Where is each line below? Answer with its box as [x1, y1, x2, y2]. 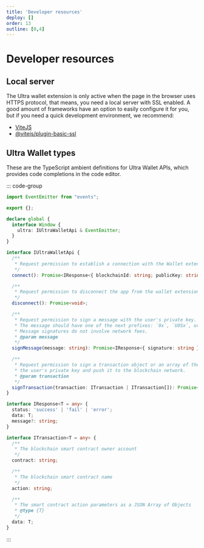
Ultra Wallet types [6, 147, 76, 158]
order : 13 [6, 20, 32, 26]
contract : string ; [12, 457, 59, 463]
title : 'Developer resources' [6, 9, 83, 15]
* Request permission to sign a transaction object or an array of [14, 362, 189, 368]
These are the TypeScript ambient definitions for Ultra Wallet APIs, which [6, 164, 189, 171]
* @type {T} [14, 508, 45, 514]
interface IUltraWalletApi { [6, 250, 80, 256]
